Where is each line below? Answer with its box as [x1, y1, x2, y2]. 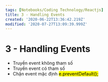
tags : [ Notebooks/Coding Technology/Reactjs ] [5, 7, 103, 13]
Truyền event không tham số [12, 60, 73, 66]
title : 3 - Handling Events [5, 12, 65, 17]
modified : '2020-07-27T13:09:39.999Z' [5, 21, 88, 27]
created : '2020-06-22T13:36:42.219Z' [5, 17, 86, 22]
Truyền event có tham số [12, 65, 65, 71]
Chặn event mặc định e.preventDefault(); [12, 71, 99, 77]
